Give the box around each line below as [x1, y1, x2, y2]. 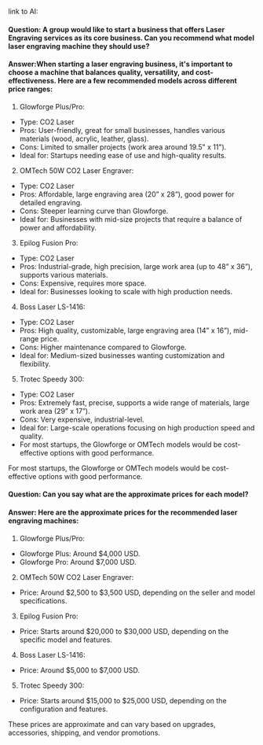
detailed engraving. [19, 197, 82, 207]
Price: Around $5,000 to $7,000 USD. [19, 665, 140, 675]
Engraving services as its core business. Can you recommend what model [8, 33, 255, 42]
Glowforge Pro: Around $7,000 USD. [19, 557, 137, 566]
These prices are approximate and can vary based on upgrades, [8, 719, 216, 728]
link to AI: [8, 7, 38, 16]
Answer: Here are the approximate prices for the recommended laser [8, 507, 238, 517]
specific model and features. [19, 635, 112, 644]
